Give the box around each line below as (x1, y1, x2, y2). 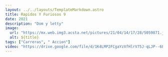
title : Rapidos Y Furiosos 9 (5, 12, 66, 17)
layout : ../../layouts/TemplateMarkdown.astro (5, 7, 104, 12)
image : (5, 26, 19, 31)
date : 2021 (5, 16, 28, 21)
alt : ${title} (9, 35, 39, 40)
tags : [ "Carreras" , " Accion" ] (5, 40, 70, 45)
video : (5, 44, 19, 49)
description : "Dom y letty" (5, 21, 64, 26)
